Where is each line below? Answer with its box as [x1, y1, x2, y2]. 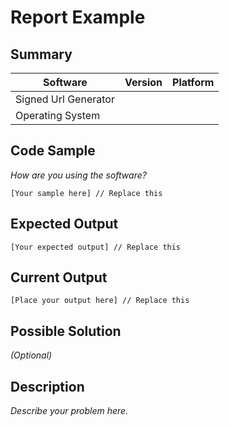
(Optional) [10, 349, 53, 361]
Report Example [10, 6, 146, 29]
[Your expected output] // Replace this [10, 242, 182, 252]
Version [124, 76, 163, 89]
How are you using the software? [10, 169, 147, 181]
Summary [10, 46, 73, 63]
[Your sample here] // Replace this [10, 188, 163, 198]
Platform [172, 76, 215, 89]
